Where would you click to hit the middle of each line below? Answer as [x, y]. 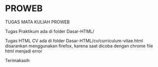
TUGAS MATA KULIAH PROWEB [38, 22]
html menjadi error [24, 51]
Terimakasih [17, 60]
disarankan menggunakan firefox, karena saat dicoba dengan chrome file [79, 46]
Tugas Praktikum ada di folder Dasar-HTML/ [50, 31]
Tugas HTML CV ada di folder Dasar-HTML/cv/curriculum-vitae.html [74, 41]
